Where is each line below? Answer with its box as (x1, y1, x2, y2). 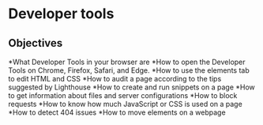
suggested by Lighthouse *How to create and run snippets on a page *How (8, 82, 255, 92)
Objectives (8, 36, 63, 50)
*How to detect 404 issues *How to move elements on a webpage (8, 108, 227, 117)
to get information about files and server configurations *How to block (8, 91, 238, 100)
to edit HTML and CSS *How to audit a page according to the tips (8, 74, 222, 83)
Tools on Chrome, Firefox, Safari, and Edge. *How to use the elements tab (8, 66, 250, 75)
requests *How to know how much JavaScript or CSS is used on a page (8, 100, 242, 108)
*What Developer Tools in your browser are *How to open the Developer (8, 57, 246, 66)
